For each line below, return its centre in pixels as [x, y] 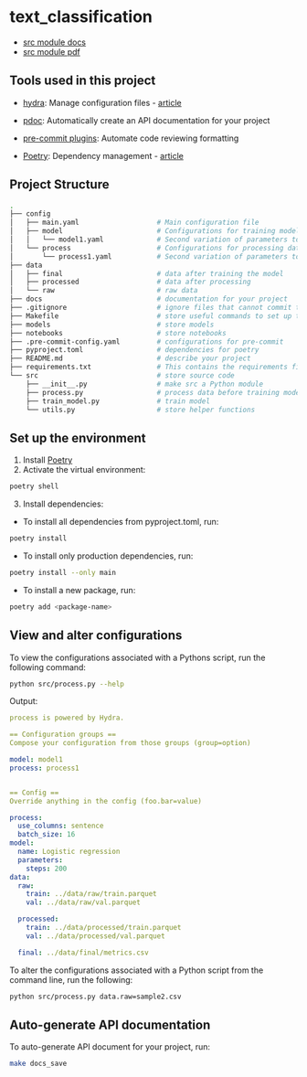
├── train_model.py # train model [118, 401]
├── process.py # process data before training [153, 392]
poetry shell [34, 486]
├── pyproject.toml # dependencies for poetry [134, 350]
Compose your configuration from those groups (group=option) [130, 743]
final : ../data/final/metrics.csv [83, 953]
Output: [24, 701]
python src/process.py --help [67, 684]
